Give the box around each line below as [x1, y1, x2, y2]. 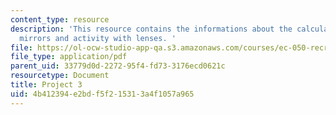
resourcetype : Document [10, 71, 110, 81]
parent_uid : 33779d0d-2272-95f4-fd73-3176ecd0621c [10, 61, 226, 71]
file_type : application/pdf [10, 52, 128, 62]
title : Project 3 [10, 80, 83, 90]
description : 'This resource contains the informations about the [10, 24, 293, 34]
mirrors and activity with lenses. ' [19, 33, 177, 43]
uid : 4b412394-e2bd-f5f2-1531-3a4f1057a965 [10, 89, 195, 99]
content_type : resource [10, 14, 110, 25]
